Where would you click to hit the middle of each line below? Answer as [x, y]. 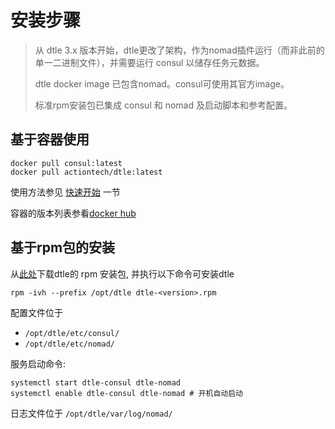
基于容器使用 [50, 139]
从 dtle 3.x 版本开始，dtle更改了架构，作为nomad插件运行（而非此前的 [179, 50]
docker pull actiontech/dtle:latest [86, 172]
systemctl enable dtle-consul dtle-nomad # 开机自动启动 [127, 393]
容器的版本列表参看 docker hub [73, 213]
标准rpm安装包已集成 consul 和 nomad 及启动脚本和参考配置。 [163, 105]
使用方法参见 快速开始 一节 [65, 192]
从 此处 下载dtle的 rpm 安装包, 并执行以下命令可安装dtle [122, 273]
